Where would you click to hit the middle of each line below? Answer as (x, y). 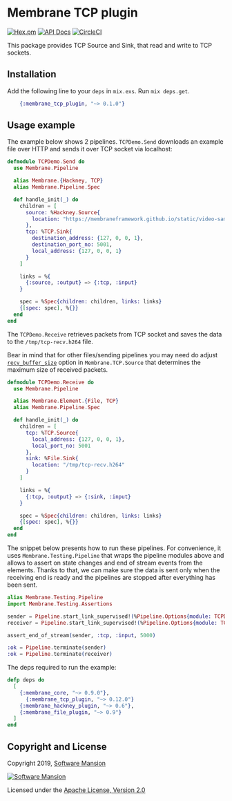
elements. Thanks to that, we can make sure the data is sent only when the (114, 570)
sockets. (19, 53)
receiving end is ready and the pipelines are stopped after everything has (112, 578)
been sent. (22, 585)
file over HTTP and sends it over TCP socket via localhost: (90, 149)
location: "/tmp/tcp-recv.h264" (79, 465)
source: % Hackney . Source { (62, 212)
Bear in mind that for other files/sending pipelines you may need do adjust (113, 355)
